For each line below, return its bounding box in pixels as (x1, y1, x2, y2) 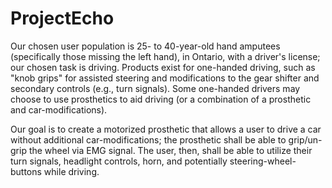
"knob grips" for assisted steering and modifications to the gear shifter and (10, 72, 320, 84)
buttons (10, 165, 42, 177)
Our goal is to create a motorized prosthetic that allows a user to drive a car (10, 123, 322, 135)
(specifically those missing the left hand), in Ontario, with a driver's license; (10, 50, 321, 62)
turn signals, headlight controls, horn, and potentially (10, 155, 228, 167)
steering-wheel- (229, 155, 297, 167)
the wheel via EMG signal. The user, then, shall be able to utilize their (28, 144, 313, 156)
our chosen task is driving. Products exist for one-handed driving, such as (10, 61, 316, 73)
